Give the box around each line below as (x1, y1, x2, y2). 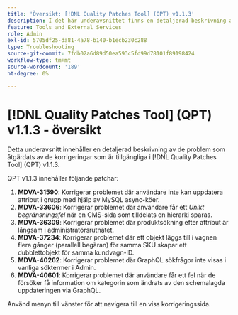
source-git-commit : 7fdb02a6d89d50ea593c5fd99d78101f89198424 (7, 50, 195, 58)
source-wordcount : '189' (7, 63, 81, 70)
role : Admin (7, 30, 42, 38)
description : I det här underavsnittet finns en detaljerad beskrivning (7, 17, 227, 24)
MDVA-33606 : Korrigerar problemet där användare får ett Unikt (17, 203, 205, 212)
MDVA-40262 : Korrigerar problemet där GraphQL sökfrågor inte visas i (17, 256, 227, 265)
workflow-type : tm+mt (7, 57, 72, 64)
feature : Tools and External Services (7, 23, 122, 31)
